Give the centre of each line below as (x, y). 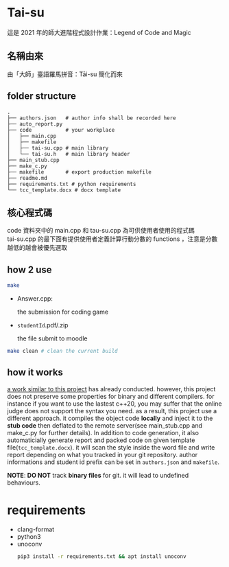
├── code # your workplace (61, 130)
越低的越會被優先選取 (37, 248)
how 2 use (30, 269)
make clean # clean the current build (62, 351)
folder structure (42, 96)
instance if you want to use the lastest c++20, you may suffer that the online (114, 404)
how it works (35, 372)
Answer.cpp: (35, 299)
